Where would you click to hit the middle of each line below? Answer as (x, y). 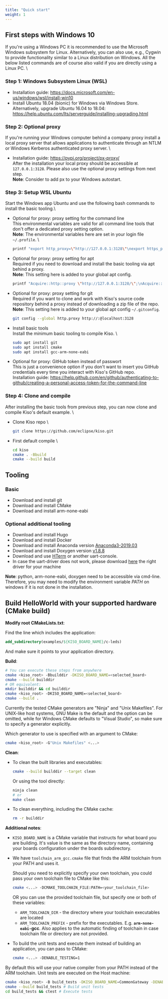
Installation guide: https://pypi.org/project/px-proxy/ (66, 158)
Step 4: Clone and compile (38, 396)
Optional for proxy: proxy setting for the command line (68, 218)
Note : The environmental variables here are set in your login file (78, 235)
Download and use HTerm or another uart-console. (65, 556)
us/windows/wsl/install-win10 (43, 97)
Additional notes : (23, 828)
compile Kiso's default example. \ (39, 412)
